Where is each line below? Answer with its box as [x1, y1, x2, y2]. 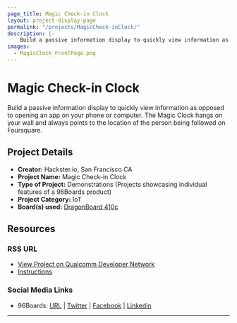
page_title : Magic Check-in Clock [7, 10, 109, 18]
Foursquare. [7, 126, 42, 134]
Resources [7, 223, 56, 235]
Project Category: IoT [17, 195, 82, 203]
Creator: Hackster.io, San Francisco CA [17, 165, 133, 173]
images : [7, 43, 30, 50]
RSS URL [7, 244, 38, 254]
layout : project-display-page [7, 17, 97, 24]
